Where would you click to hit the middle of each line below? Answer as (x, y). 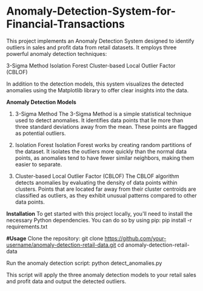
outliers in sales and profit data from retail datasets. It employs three (92, 47)
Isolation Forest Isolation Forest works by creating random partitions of (103, 145)
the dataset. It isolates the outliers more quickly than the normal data (101, 151)
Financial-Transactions (66, 24)
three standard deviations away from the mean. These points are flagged (106, 126)
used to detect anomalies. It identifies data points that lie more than (99, 120)
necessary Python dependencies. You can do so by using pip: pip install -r (99, 220)
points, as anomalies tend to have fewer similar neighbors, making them (105, 158)
